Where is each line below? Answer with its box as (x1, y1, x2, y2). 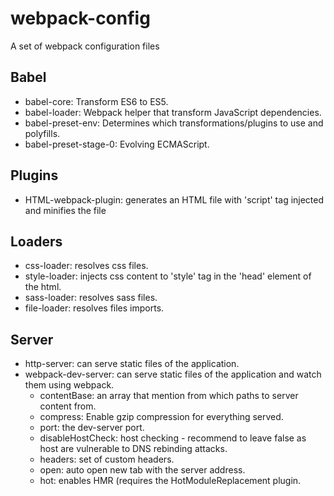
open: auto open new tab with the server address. (39, 464, 246, 476)
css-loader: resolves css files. (24, 260, 149, 272)
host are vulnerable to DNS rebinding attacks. (39, 443, 228, 455)
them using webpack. (24, 379, 115, 391)
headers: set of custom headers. (39, 453, 175, 466)
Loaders (10, 233, 63, 250)
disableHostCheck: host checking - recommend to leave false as (39, 432, 307, 444)
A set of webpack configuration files (10, 40, 160, 52)
